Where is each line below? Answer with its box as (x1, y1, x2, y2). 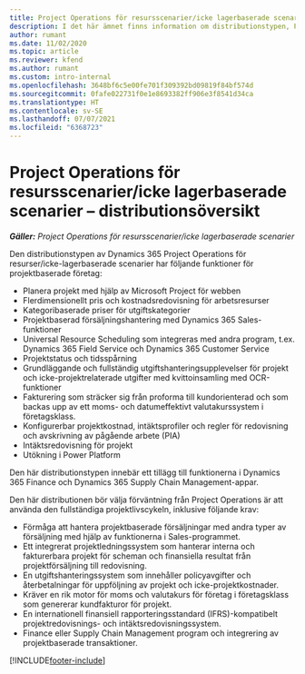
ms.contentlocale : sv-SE (9, 106, 103, 115)
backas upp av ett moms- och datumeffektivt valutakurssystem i (22, 401, 264, 411)
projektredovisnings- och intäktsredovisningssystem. (22, 618, 221, 629)
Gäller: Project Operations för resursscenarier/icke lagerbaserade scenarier (9, 231, 295, 242)
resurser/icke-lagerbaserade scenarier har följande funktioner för (9, 258, 254, 269)
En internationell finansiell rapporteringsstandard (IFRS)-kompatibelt (22, 608, 279, 619)
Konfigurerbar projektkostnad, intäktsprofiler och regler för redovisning (22, 420, 289, 431)
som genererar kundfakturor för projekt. (22, 599, 172, 610)
